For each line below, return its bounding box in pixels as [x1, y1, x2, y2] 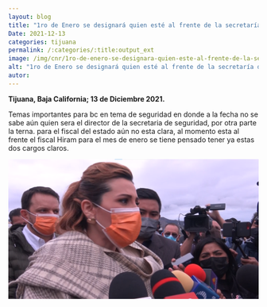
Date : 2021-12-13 [8, 29, 66, 37]
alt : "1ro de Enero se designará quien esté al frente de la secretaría [8, 63, 254, 71]
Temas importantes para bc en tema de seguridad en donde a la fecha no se [8, 109, 258, 119]
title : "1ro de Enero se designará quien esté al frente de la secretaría [8, 21, 261, 29]
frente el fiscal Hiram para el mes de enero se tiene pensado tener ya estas [8, 135, 255, 144]
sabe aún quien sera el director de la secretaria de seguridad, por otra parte [8, 117, 257, 127]
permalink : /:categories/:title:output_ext [8, 46, 155, 55]
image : [8, 55, 30, 63]
